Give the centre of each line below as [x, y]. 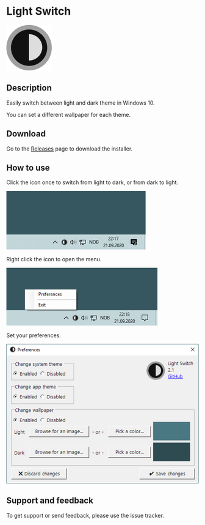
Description [29, 88]
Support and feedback [50, 501]
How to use [28, 167]
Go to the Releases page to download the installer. [70, 149]
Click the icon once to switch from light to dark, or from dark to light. [92, 182]
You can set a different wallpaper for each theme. [69, 114]
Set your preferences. [34, 335]
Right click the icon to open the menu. [54, 259]
